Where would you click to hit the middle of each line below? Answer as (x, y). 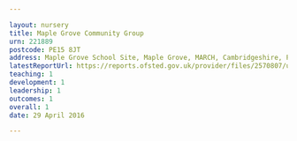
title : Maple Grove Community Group (76, 33)
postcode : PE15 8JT (45, 49)
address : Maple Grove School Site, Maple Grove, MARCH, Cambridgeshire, (146, 58)
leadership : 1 (35, 90)
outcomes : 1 (31, 99)
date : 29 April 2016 (47, 115)
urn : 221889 (31, 41)
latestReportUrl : (41, 66)
